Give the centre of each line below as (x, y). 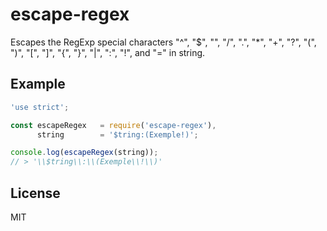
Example (38, 84)
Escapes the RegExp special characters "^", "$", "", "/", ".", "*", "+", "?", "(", (163, 42)
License (35, 193)
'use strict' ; (40, 107)
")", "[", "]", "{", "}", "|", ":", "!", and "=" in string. (108, 52)
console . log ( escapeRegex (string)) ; (84, 153)
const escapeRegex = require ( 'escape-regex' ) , (113, 125)
